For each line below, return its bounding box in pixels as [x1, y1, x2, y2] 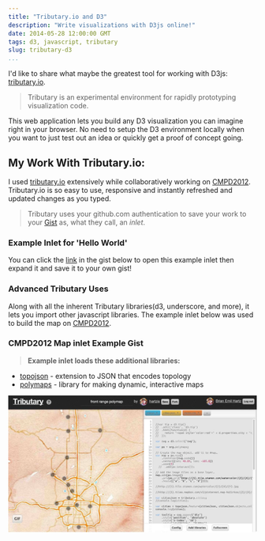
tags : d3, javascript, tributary [8, 38, 118, 46]
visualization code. [27, 101, 89, 111]
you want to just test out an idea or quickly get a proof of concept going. [8, 133, 244, 142]
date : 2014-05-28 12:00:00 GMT [8, 29, 111, 37]
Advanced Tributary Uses [8, 283, 109, 294]
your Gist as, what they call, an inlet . [27, 218, 146, 227]
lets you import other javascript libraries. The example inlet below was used [8, 309, 254, 320]
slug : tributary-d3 [8, 46, 73, 55]
